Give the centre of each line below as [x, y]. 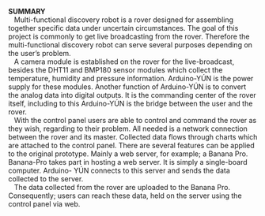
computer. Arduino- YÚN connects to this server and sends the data [119, 170]
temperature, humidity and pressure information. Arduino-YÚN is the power [131, 78]
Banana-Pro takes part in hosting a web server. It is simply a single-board [128, 162]
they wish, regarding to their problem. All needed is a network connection [128, 128]
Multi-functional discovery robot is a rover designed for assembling [124, 20]
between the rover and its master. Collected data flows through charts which [133, 137]
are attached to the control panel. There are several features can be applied [131, 145]
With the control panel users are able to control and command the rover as [135, 120]
